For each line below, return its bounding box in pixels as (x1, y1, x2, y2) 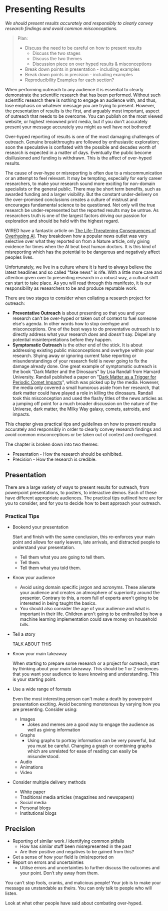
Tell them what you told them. (19, 565, 81, 571)
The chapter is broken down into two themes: (5, 441, 99, 447)
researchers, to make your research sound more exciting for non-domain (5, 180, 155, 187)
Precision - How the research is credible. (12, 456, 97, 462)
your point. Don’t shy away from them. (19, 870, 99, 876)
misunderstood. (27, 754, 60, 760)
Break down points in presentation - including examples (24, 66, 140, 72)
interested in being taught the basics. (19, 600, 96, 606)
